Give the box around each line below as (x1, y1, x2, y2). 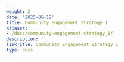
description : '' (6, 36, 46, 42)
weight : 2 (6, 8, 31, 15)
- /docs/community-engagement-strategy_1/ (6, 31, 113, 37)
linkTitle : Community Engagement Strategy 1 (6, 42, 119, 48)
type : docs (6, 47, 33, 53)
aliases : (6, 25, 28, 31)
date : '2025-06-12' (6, 14, 55, 20)
